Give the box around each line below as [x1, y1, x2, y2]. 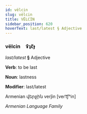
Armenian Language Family [5, 103, 63, 109]
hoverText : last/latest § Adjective [5, 26, 82, 31]
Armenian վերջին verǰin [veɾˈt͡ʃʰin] [5, 93, 76, 99]
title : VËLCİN [5, 17, 35, 22]
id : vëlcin [5, 7, 28, 13]
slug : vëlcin [5, 12, 33, 17]
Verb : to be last [5, 64, 38, 70]
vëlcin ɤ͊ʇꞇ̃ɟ [5, 43, 35, 50]
